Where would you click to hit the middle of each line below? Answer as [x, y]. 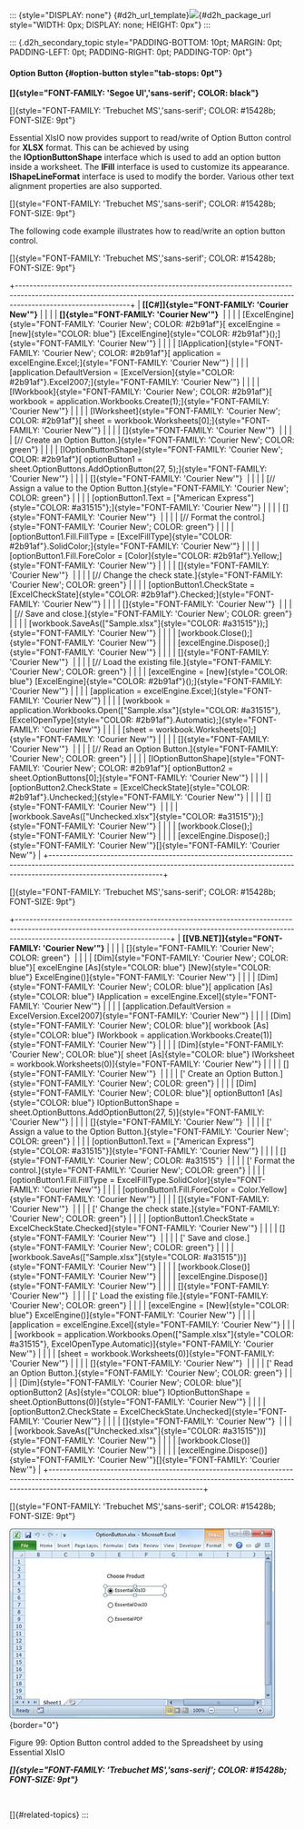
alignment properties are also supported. [86, 186]
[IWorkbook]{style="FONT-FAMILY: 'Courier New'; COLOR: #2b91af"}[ [141, 392]
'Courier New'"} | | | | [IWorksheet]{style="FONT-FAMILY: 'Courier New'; [145, 411]
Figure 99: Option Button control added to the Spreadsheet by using [137, 1743]
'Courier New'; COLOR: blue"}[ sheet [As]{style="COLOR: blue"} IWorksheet [152, 1055]
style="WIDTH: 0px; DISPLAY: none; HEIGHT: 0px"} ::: [110, 25]
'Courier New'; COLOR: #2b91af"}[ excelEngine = [189, 324]
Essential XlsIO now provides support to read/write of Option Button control [151, 138]
